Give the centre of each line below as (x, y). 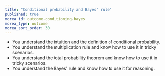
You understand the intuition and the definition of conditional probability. (86, 42)
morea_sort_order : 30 (27, 28)
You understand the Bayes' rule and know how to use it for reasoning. (83, 68)
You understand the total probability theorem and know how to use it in (85, 58)
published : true (22, 14)
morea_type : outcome (27, 23)
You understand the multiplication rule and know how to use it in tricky (84, 47)
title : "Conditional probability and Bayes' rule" (58, 10)
